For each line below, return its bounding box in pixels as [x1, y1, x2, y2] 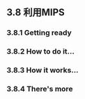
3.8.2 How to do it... [6, 47, 75, 56]
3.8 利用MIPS [6, 6, 65, 19]
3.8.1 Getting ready [6, 28, 72, 38]
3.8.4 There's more [6, 84, 73, 94]
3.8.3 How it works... [6, 66, 79, 75]
